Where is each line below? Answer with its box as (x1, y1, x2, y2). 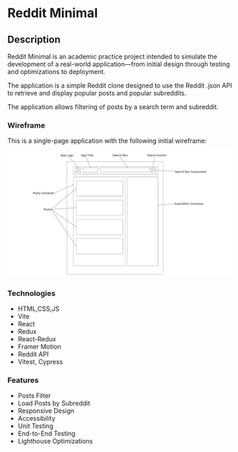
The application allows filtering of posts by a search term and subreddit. (7, 103, 219, 111)
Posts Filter (17, 391, 51, 400)
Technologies (7, 288, 56, 298)
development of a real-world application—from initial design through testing (7, 60, 230, 68)
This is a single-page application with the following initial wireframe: (7, 137, 207, 145)
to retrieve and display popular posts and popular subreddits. (7, 89, 187, 97)
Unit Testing (17, 422, 53, 431)
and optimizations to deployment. (7, 68, 105, 76)
